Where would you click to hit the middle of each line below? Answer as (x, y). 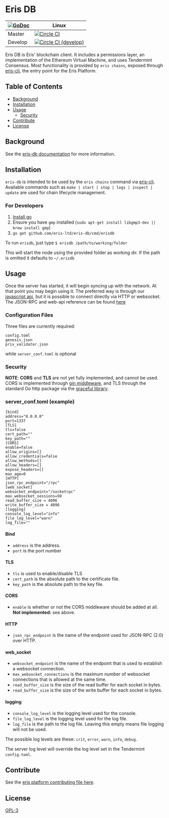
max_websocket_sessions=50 (34, 496)
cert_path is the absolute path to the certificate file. (66, 579)
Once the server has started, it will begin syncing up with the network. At (81, 286)
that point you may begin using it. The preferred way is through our (75, 291)
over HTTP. (24, 640)
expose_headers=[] (24, 470)
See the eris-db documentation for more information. (60, 154)
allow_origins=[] (23, 452)
